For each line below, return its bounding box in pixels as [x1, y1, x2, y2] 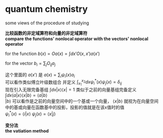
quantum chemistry [5, 3, 88, 15]
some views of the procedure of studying [5, 20, 89, 26]
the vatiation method [5, 128, 49, 134]
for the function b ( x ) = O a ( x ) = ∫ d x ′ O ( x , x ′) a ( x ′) [5, 51, 100, 57]
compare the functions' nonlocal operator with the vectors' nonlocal [5, 36, 149, 42]
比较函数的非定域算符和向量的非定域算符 [5, 30, 87, 36]
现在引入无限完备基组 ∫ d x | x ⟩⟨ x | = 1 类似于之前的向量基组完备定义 [5, 87, 137, 93]
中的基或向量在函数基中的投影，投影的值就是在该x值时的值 [5, 104, 124, 110]
